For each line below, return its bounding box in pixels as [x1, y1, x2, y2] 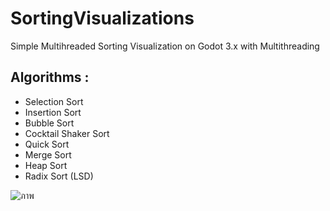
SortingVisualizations [10, 7, 195, 30]
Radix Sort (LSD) [24, 170, 94, 182]
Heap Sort [24, 159, 68, 171]
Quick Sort [24, 138, 70, 150]
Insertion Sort [24, 106, 82, 118]
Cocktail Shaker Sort [24, 127, 110, 139]
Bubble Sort [24, 117, 75, 129]
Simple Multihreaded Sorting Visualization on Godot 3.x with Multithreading [10, 40, 320, 52]
